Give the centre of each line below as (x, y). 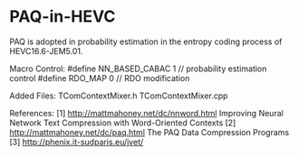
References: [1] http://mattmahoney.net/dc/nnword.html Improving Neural (146, 113)
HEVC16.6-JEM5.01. (46, 50)
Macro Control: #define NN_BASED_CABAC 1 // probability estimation (138, 69)
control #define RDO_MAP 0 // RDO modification (100, 78)
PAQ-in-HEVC (62, 17)
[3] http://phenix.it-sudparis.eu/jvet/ (77, 142)
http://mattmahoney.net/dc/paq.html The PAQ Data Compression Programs (149, 132)
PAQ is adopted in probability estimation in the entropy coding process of (146, 41)
